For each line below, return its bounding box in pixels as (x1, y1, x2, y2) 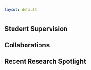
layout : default (4, 7, 37, 12)
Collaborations (4, 41, 50, 49)
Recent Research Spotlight (4, 57, 86, 65)
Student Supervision (4, 25, 68, 33)
